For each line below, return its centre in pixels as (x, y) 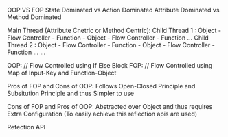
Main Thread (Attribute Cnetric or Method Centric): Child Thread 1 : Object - (114, 30)
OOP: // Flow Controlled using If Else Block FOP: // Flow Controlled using (110, 65)
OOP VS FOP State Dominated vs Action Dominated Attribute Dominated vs (113, 10)
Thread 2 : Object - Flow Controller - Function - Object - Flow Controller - (111, 45)
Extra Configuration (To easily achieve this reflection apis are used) (102, 114)
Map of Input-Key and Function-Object (62, 73)
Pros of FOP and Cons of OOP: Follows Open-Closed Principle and (101, 86)
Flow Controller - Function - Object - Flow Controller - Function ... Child (108, 38)
